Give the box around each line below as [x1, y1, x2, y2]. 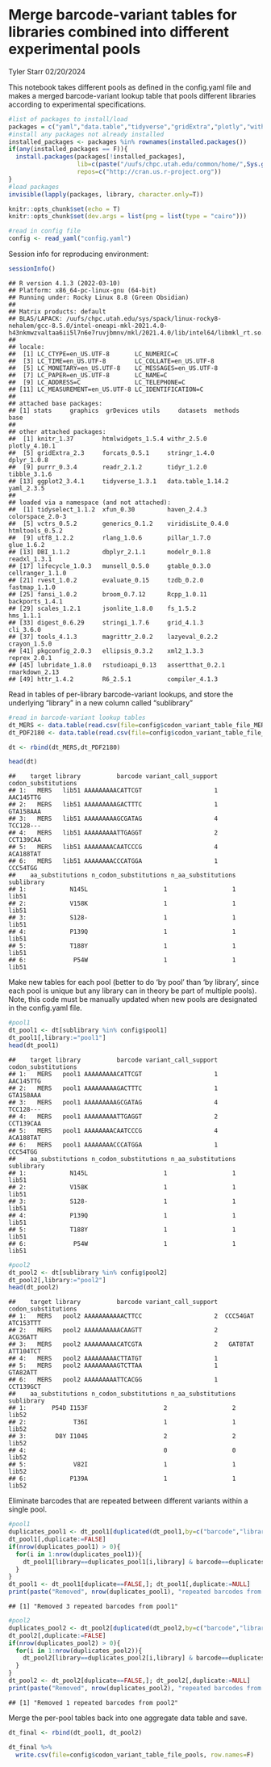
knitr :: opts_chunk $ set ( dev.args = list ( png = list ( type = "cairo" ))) [8, 212, 248, 221]
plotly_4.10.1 [8, 442, 56, 450]
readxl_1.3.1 [8, 555, 52, 563]
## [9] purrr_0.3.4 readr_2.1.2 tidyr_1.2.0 [8, 463, 207, 471]
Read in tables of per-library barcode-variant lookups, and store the [8, 689, 234, 699]
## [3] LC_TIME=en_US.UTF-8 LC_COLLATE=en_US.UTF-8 [8, 357, 215, 365]
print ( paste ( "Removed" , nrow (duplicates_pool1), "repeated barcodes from [8, 1588, 262, 1597]
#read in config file [8, 227, 81, 235]
